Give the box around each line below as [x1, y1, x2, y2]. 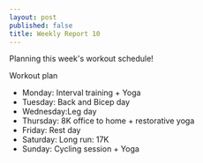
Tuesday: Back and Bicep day [21, 97, 131, 107]
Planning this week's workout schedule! [9, 54, 154, 64]
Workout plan [9, 70, 58, 81]
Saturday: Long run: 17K [21, 134, 109, 145]
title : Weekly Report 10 [9, 29, 101, 38]
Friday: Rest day [21, 125, 81, 136]
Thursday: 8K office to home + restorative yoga [21, 115, 195, 126]
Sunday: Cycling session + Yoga [21, 144, 139, 154]
